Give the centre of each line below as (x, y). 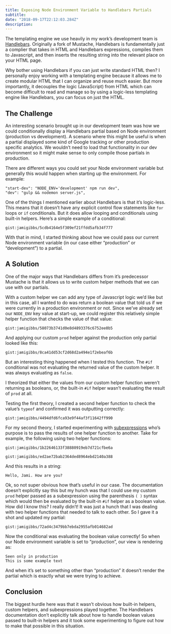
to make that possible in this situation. (45, 626)
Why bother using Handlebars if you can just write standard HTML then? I (83, 70)
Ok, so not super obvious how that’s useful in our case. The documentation (84, 485)
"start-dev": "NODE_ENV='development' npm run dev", (63, 188)
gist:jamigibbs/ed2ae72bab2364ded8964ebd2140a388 (59, 457)
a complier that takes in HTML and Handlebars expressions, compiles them (84, 49)
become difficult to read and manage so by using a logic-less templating (81, 92)
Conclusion (24, 592)
